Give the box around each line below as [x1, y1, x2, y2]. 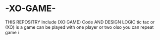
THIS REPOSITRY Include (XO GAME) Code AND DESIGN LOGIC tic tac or [5, 19, 155, 25]
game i [5, 29, 19, 35]
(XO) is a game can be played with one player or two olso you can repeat [5, 24, 154, 30]
